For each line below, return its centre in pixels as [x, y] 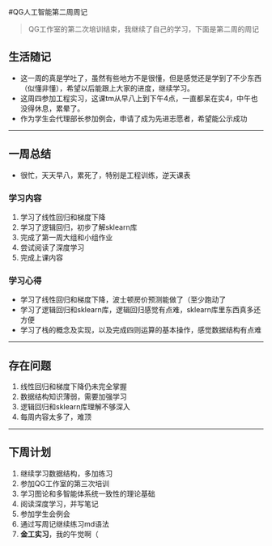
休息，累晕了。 [59, 108]
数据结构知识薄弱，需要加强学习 [73, 397]
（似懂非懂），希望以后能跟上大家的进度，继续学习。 [107, 88]
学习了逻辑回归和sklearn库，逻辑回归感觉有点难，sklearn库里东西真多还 [140, 310]
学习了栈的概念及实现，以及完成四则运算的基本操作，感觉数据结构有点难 [140, 330]
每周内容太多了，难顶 [55, 417]
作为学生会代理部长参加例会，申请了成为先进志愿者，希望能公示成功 [134, 118]
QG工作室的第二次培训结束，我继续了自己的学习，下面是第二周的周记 [143, 29]
